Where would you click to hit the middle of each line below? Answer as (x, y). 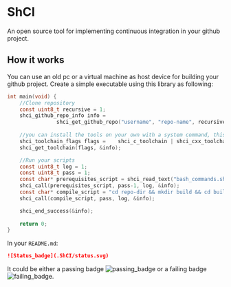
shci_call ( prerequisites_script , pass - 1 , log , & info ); (100, 186)
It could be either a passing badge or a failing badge (107, 269)
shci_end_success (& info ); (57, 211)
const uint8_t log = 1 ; (54, 167)
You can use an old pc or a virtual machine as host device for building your (113, 76)
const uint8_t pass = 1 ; (55, 173)
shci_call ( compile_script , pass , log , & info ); (87, 198)
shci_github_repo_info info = (63, 116)
